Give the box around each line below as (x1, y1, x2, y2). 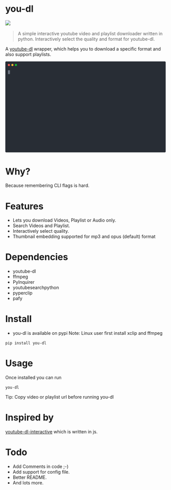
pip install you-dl (5, 340, 47, 346)
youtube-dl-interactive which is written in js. (5, 429, 98, 435)
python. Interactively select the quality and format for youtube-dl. (17, 36, 155, 42)
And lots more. (12, 479, 44, 485)
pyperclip (12, 290, 33, 296)
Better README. (12, 474, 47, 480)
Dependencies (5, 251, 68, 263)
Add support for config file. (12, 469, 70, 475)
